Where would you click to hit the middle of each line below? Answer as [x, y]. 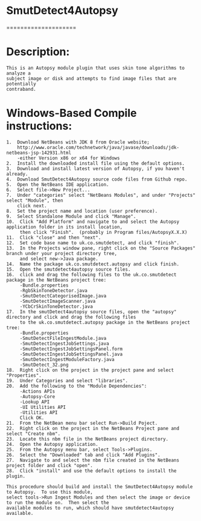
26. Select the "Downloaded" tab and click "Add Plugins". [84, 455]
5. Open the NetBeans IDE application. [58, 184]
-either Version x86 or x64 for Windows [69, 158]
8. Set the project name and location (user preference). [82, 211]
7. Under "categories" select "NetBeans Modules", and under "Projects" [101, 195]
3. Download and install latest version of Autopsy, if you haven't [96, 168]
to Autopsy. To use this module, [50, 492]
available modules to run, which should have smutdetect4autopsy [90, 508]
